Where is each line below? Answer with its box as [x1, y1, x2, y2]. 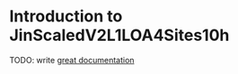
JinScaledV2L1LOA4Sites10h [9, 25, 230, 45]
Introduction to [9, 6, 123, 27]
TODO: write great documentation [9, 54, 135, 65]
